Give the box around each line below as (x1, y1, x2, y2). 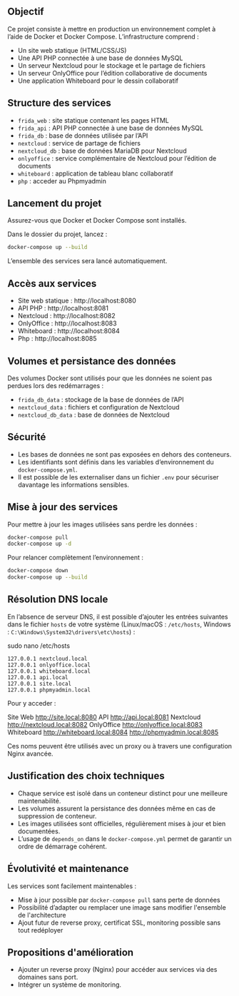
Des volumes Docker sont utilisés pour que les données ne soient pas (7, 374, 213, 382)
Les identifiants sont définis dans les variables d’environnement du (17, 457, 214, 466)
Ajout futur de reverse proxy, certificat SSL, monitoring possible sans (17, 918, 221, 927)
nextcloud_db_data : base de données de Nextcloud (17, 410, 170, 419)
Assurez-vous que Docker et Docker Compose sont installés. (7, 216, 187, 225)
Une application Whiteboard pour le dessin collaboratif (17, 76, 178, 85)
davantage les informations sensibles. (17, 480, 130, 489)
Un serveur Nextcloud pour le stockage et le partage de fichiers (17, 61, 205, 70)
